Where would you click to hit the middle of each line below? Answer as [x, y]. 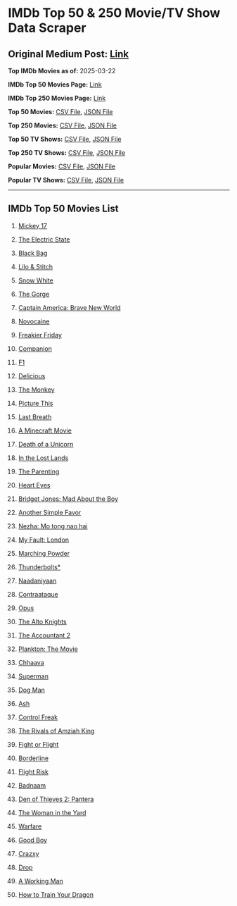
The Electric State [44, 239]
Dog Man [31, 690]
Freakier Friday [40, 335]
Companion [35, 348]
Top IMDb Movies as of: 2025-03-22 [62, 71]
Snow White [36, 280]
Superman [33, 676]
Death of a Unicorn [46, 444]
